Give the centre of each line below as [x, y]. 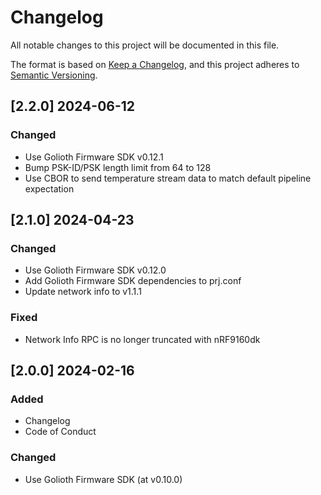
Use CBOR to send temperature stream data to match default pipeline [168, 178]
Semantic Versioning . [54, 75]
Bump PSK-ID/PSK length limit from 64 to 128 [118, 167]
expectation [49, 188]
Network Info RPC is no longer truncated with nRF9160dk [142, 339]
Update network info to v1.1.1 [83, 292]
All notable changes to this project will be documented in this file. [145, 45]
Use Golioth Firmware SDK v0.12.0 [95, 270]
